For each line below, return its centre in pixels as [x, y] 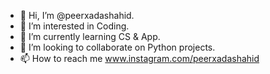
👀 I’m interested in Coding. [74, 26]
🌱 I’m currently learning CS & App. [90, 36]
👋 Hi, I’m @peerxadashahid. [77, 15]
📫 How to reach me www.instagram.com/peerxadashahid [139, 58]
